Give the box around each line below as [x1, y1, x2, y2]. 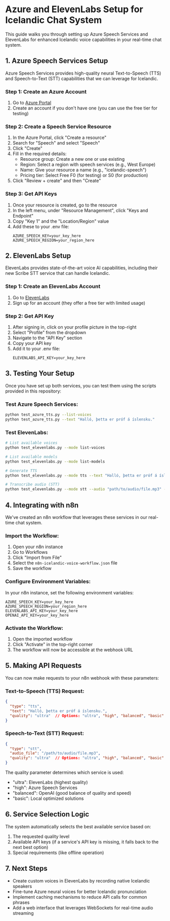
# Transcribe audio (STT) [5, 482, 60, 487]
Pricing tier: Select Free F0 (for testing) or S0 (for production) [20, 172, 148, 179]
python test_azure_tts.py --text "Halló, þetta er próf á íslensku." [5, 417, 155, 422]
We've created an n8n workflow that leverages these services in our [5, 514, 148, 520]
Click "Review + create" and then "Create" [12, 178, 101, 184]
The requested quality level [12, 833, 70, 839]
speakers [12, 883, 32, 889]
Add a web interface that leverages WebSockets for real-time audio [12, 904, 153, 911]
